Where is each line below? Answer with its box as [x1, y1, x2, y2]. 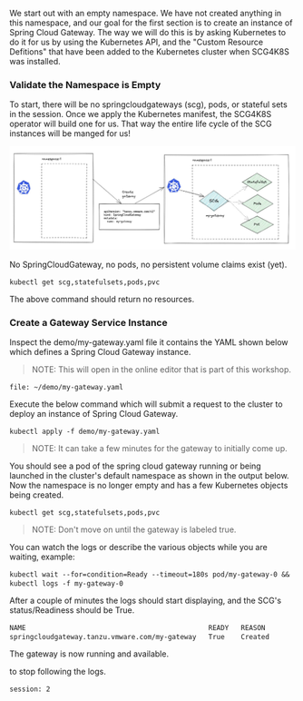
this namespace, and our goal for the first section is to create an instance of [9, 17, 293, 28]
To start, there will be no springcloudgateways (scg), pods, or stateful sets [9, 99, 288, 110]
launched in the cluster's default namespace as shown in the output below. [9, 470, 289, 481]
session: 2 [9, 685, 51, 694]
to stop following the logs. [9, 666, 106, 677]
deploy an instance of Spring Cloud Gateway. [9, 409, 179, 420]
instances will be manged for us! [9, 128, 132, 139]
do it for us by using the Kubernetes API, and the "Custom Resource [9, 36, 264, 47]
